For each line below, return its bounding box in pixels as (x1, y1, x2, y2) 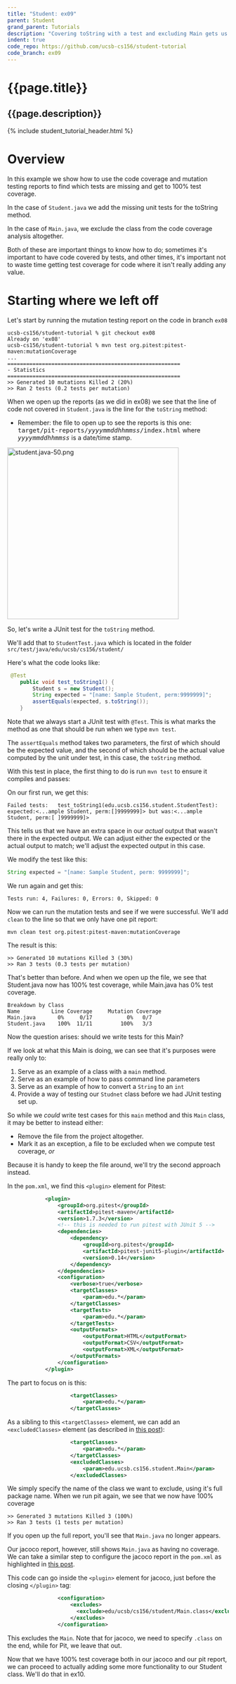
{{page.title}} (7, 80, 88, 96)
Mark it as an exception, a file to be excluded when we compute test (17, 1139, 216, 1148)
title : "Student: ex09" (7, 10, 77, 18)
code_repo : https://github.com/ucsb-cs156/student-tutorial (7, 43, 188, 50)
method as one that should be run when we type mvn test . (7, 725, 177, 733)
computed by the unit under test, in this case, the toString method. (7, 754, 202, 761)
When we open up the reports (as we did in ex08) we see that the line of (7, 397, 216, 406)
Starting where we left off (7, 293, 159, 308)
